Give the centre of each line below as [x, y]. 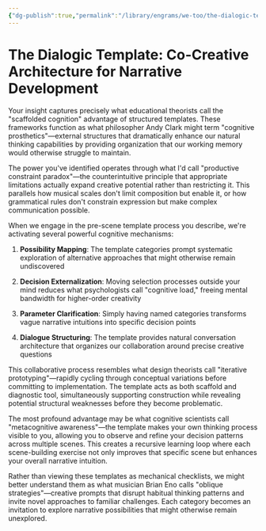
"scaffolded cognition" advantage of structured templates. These [114, 119]
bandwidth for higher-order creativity [80, 298]
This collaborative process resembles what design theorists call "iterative [128, 369]
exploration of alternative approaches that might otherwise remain [127, 258]
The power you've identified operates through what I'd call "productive [124, 168]
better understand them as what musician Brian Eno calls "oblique [116, 484]
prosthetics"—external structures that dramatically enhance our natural [124, 136]
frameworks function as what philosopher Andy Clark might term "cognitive [131, 127]
